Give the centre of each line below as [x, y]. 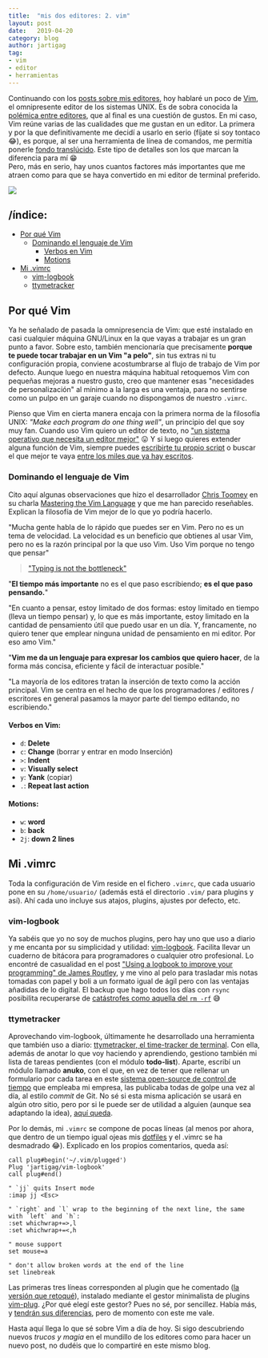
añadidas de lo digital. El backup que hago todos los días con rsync [119, 990]
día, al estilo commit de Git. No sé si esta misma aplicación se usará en [125, 1096]
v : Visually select [49, 768]
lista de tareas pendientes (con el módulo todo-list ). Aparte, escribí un [125, 1062]
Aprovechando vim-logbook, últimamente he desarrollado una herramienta [131, 1037]
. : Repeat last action [54, 786]
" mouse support [35, 1245]
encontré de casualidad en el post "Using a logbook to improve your [121, 964]
